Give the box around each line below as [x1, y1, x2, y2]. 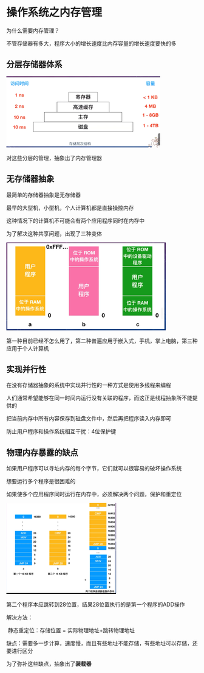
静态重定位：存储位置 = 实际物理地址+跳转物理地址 [7, 627, 135, 634]
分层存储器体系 [6, 59, 63, 70]
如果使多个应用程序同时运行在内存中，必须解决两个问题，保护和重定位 [6, 490, 182, 498]
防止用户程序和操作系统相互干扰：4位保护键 [6, 428, 117, 435]
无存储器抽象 [6, 174, 55, 184]
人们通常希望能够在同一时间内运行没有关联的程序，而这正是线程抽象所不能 [6, 394, 192, 402]
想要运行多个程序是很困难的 [6, 478, 76, 485]
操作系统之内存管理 [6, 5, 103, 19]
